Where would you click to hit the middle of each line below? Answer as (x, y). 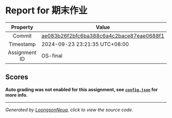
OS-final (52, 55)
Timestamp (22, 44)
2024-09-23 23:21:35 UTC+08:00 (85, 44)
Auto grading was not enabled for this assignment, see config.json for (82, 89)
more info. (17, 95)
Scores (17, 77)
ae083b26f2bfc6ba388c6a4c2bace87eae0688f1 (103, 35)
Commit (22, 35)
